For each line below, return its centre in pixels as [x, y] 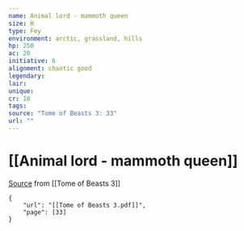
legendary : [27, 76]
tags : [17, 106]
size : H [21, 23]
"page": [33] [45, 212]
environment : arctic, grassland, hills [76, 38]
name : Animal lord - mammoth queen [68, 16]
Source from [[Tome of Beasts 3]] [65, 183]
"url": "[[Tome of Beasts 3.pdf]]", [85, 205]
